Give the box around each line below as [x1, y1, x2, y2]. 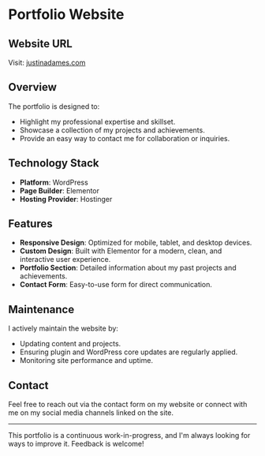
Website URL [8, 37, 73, 50]
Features [8, 217, 53, 230]
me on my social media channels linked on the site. [8, 408, 174, 417]
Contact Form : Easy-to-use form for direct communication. [19, 280, 213, 290]
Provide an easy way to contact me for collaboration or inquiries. [19, 133, 230, 143]
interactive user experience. [19, 255, 111, 264]
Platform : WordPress [19, 178, 88, 187]
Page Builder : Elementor [19, 185, 100, 195]
